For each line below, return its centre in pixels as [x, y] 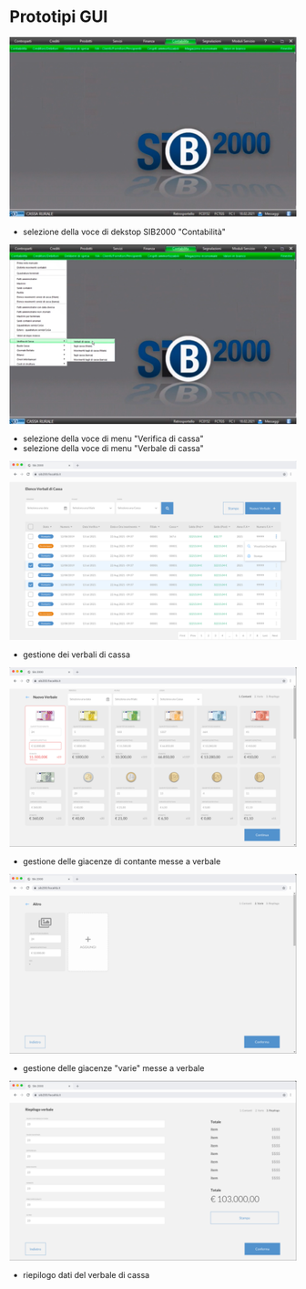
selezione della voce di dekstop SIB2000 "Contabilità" [124, 232]
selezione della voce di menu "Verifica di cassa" [113, 438]
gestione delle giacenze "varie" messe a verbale [113, 1067]
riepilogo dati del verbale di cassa [86, 1274]
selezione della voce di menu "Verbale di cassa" [113, 448]
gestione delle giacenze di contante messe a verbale [122, 861]
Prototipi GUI [59, 17]
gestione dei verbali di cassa [76, 655]
